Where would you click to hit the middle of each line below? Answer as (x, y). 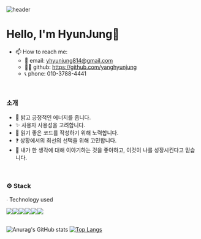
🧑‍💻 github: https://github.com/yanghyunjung (81, 67)
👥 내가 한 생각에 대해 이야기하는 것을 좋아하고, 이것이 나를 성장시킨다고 (99, 150)
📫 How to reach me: (41, 52)
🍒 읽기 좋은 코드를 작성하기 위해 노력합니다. (67, 133)
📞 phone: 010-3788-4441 (55, 73)
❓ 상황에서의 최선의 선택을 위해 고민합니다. (66, 141)
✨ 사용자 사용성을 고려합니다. (50, 125)
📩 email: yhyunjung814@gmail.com (69, 60)
